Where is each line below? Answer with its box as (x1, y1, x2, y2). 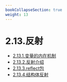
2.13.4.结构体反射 (12, 71, 49, 78)
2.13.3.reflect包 (12, 65, 44, 71)
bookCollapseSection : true (5, 7, 62, 13)
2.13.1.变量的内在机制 (12, 53, 56, 59)
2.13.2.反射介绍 (12, 59, 44, 65)
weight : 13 (5, 12, 28, 17)
